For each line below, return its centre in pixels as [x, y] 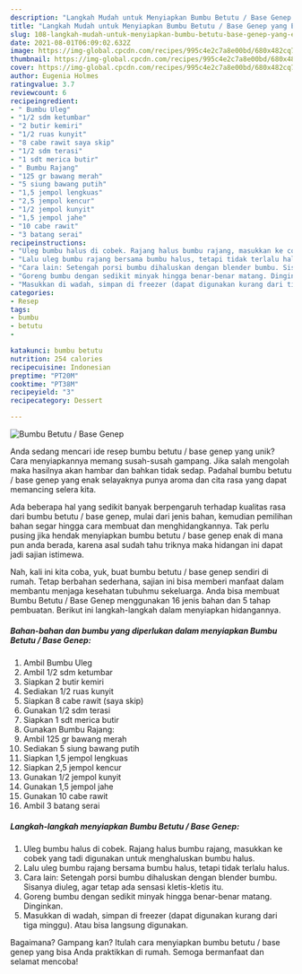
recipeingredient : [44, 101]
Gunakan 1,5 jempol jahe [68, 787]
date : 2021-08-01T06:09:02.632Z [70, 43]
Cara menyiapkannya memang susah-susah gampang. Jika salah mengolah [150, 461]
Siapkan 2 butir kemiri [63, 682]
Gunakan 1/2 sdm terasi [67, 710]
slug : [20, 34]
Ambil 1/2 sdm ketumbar [68, 672]
